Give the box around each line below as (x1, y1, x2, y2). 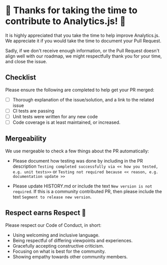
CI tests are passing (12, 108, 55, 114)
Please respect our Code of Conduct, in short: (5, 222, 102, 228)
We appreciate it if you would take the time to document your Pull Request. (5, 38, 161, 44)
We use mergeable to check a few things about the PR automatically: (5, 148, 149, 154)
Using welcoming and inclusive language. (12, 232, 100, 238)
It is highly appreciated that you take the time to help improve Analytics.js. (5, 32, 160, 38)
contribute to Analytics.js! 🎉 (5, 15, 126, 27)
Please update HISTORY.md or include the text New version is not (12, 183, 152, 189)
